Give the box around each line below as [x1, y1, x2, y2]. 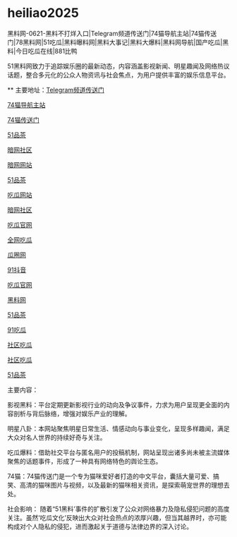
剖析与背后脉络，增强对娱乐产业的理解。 [13, 409, 131, 418]
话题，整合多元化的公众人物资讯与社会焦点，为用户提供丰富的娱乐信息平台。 [7, 71, 230, 79]
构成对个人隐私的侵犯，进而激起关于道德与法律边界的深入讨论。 [7, 522, 193, 531]
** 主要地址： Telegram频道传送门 [7, 85, 104, 94]
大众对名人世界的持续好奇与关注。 [7, 433, 107, 442]
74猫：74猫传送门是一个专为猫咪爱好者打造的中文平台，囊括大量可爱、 [7, 471, 214, 481]
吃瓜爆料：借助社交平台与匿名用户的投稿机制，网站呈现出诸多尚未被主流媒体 [7, 448, 230, 457]
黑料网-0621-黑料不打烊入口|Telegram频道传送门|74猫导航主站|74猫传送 [7, 29, 217, 37]
